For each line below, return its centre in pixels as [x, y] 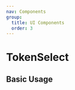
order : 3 [22, 28]
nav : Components [26, 12]
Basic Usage [30, 79]
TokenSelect [37, 57]
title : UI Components [38, 22]
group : [14, 17]
